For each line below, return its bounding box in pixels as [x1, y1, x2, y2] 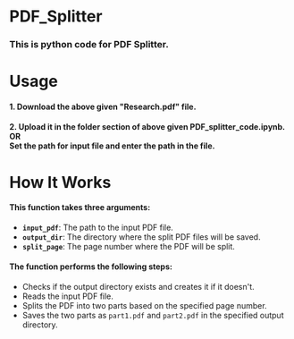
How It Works [9, 172, 112, 192]
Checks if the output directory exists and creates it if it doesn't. [21, 282, 255, 292]
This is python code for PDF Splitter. [9, 38, 170, 51]
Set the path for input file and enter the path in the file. [9, 140, 215, 151]
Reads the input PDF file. [21, 291, 114, 301]
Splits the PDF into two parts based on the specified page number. [21, 301, 267, 311]
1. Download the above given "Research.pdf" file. [9, 101, 197, 112]
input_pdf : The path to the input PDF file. [21, 222, 174, 233]
